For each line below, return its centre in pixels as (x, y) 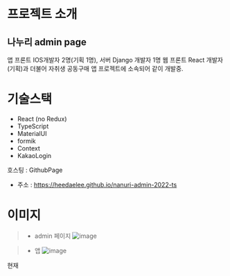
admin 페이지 (53, 236)
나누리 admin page (47, 42)
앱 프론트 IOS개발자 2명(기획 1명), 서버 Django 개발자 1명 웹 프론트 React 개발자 (115, 60)
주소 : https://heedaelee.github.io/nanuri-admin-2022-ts (97, 184)
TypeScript (33, 126)
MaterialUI (32, 133)
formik (26, 141)
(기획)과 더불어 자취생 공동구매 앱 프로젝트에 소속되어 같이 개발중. (95, 69)
